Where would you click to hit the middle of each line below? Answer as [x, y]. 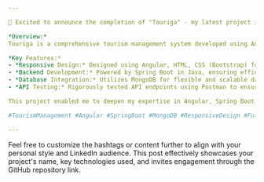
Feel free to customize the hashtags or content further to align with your [125, 144]
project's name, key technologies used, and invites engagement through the [131, 161]
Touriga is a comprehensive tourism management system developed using [128, 44]
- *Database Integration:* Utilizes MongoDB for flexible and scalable [128, 80]
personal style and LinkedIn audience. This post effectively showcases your [131, 153]
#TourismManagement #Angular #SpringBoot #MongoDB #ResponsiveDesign [125, 115]
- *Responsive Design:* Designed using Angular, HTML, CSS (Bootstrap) [128, 65]
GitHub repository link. [44, 169]
